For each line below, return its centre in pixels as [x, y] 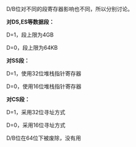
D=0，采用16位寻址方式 [36, 125]
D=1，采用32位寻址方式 [36, 112]
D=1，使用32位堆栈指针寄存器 [44, 73]
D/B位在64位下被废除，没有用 [44, 138]
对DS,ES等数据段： [30, 22]
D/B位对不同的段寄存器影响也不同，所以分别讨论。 [70, 9]
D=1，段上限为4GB [30, 35]
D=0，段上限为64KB [32, 48]
